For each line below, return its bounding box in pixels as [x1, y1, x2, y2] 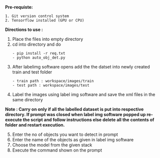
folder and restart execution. [5, 122, 65, 127]
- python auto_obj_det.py [12, 55, 65, 60]
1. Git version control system [5, 14, 69, 19]
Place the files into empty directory [12, 36, 83, 42]
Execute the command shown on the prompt [12, 147, 102, 153]
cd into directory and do [12, 41, 61, 47]
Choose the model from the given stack [12, 142, 92, 148]
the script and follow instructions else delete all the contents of [23, 117, 155, 123]
